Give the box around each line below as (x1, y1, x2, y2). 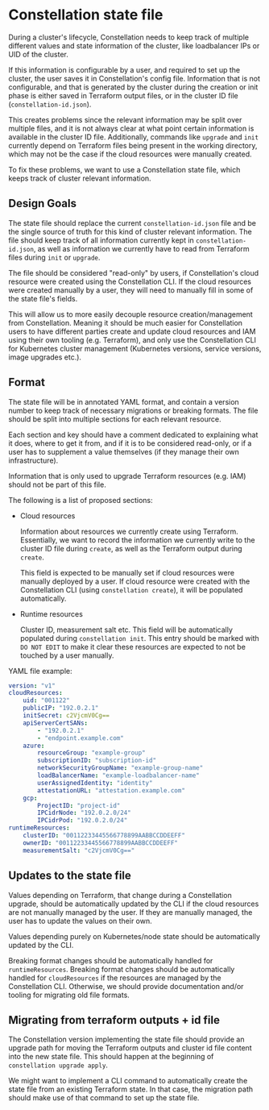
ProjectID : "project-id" (37, 801, 121, 809)
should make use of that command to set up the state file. (8, 1093, 200, 1103)
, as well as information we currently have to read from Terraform (33, 243, 250, 253)
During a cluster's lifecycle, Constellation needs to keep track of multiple (8, 32, 250, 42)
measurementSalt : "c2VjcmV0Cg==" (23, 846, 135, 854)
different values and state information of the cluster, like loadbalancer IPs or (8, 40, 260, 50)
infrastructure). (8, 455, 59, 465)
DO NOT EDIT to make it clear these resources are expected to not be (19, 642, 246, 651)
